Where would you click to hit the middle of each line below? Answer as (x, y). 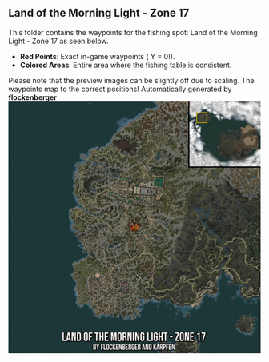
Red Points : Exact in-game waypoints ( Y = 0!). (97, 56)
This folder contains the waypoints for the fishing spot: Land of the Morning (133, 32)
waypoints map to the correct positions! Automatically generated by (120, 89)
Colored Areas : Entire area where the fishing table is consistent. (126, 65)
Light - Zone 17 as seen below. (59, 41)
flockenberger (33, 97)
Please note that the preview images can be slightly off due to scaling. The (131, 80)
